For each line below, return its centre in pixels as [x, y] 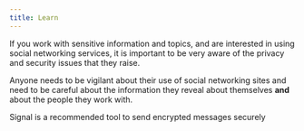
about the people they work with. [71, 99]
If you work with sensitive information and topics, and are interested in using [152, 43]
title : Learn [34, 18]
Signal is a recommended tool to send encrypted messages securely [137, 117]
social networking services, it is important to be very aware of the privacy [147, 53]
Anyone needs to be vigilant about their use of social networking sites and [148, 80]
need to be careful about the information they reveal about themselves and [150, 89]
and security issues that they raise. [75, 62]
